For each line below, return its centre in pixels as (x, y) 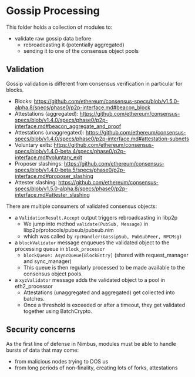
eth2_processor (33, 286)
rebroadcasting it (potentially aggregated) (74, 45)
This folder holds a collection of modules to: (59, 27)
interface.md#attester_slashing (52, 194)
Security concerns (41, 330)
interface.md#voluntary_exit (48, 157)
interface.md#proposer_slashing (54, 176)
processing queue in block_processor (60, 248)
